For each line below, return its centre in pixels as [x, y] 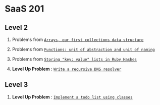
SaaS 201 [24, 9]
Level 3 [16, 85]
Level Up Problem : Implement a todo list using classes [72, 97]
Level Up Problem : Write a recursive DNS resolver [67, 69]
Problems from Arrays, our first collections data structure [78, 39]
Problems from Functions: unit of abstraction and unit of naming [83, 49]
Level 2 [16, 28]
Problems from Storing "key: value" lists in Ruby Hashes [74, 59]
